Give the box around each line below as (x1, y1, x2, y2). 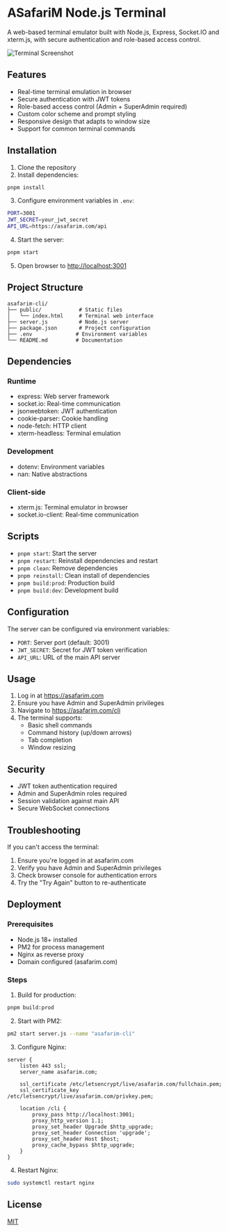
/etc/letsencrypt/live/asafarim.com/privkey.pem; (7, 1093, 154, 1100)
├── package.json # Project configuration (7, 324, 151, 331)
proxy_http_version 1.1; (32, 1117, 104, 1124)
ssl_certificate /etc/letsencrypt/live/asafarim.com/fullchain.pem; (19, 1080, 222, 1087)
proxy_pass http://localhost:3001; (32, 1111, 136, 1118)
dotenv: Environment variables (17, 462, 105, 471)
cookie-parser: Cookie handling (17, 414, 108, 422)
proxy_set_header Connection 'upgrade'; (32, 1129, 151, 1136)
